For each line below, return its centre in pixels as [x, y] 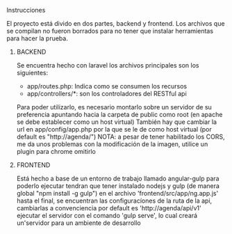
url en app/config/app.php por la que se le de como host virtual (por [114, 129]
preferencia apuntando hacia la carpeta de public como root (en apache [119, 115]
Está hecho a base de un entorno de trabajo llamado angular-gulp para [118, 178]
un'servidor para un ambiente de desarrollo [78, 223]
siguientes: [32, 73]
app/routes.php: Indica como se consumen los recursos [107, 86]
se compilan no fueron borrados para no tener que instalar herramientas [110, 31]
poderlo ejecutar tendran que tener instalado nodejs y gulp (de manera [118, 186]
